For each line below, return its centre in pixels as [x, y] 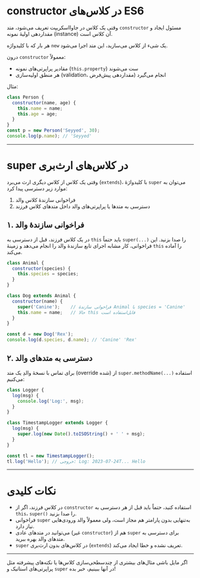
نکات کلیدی [31, 491]
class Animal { [26, 263]
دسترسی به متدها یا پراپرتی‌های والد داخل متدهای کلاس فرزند [82, 206]
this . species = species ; [48, 274]
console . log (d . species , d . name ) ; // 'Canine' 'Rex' [72, 340]
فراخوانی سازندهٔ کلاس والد [45, 200]
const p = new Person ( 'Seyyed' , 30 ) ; [53, 130]
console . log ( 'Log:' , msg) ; [51, 401]
